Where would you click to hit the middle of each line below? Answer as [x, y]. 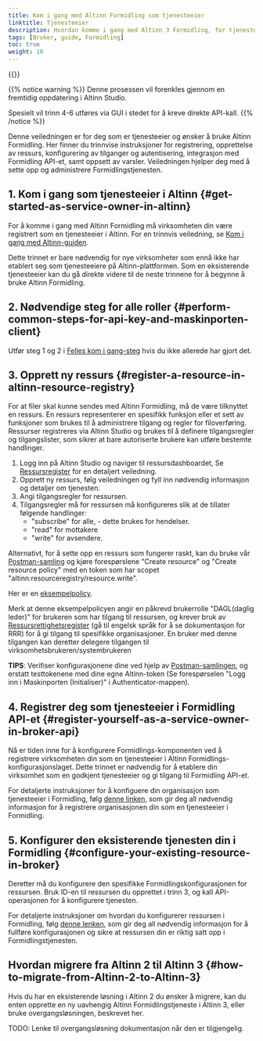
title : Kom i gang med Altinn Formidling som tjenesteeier [106, 15]
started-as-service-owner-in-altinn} [100, 207]
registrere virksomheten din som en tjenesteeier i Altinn [97, 759]
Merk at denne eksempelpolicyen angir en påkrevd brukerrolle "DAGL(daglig [131, 609]
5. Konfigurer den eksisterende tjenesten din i [122, 840]
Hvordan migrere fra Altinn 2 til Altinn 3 [106, 965]
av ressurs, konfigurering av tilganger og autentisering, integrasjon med [124, 153]
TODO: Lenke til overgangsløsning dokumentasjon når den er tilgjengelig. [126, 1028]
